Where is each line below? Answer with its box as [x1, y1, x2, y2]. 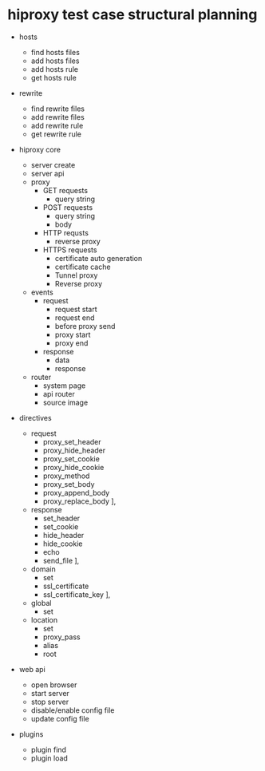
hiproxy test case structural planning [7, 6, 258, 24]
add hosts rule [30, 64, 79, 73]
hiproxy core [18, 144, 61, 154]
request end [54, 313, 95, 322]
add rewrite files [30, 112, 85, 121]
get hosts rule [30, 73, 77, 82]
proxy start [54, 330, 91, 339]
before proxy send [54, 321, 116, 330]
